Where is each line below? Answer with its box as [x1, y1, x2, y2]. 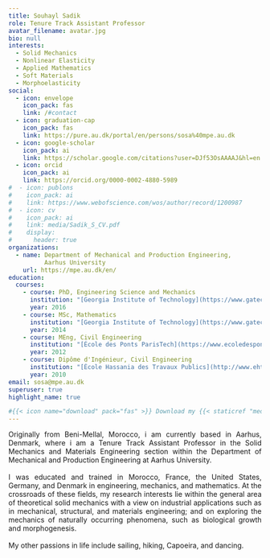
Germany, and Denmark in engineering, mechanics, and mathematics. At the [8, 481, 262, 490]
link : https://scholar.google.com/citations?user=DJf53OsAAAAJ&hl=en [22, 154, 261, 162]
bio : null [8, 34, 42, 43]
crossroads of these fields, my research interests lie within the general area [8, 490, 262, 499]
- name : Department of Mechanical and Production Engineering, [15, 251, 231, 259]
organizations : [8, 244, 59, 252]
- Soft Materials [15, 72, 74, 80]
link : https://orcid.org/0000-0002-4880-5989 [22, 176, 178, 185]
